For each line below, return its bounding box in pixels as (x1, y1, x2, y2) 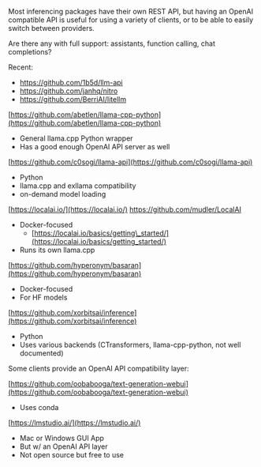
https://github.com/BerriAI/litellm (19, 95, 127, 104)
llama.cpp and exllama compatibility (19, 181, 136, 190)
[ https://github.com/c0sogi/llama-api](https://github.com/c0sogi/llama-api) (8, 157, 253, 167)
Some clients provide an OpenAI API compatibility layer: (8, 363, 189, 373)
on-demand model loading (19, 190, 106, 198)
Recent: (8, 62, 34, 72)
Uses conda (19, 403, 59, 412)
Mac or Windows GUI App (19, 434, 105, 443)
